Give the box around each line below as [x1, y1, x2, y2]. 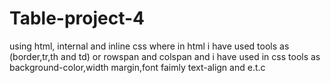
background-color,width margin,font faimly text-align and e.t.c [9, 61, 266, 73]
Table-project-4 [9, 7, 146, 30]
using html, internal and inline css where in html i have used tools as [9, 40, 290, 52]
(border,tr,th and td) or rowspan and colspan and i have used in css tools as [9, 50, 321, 62]
